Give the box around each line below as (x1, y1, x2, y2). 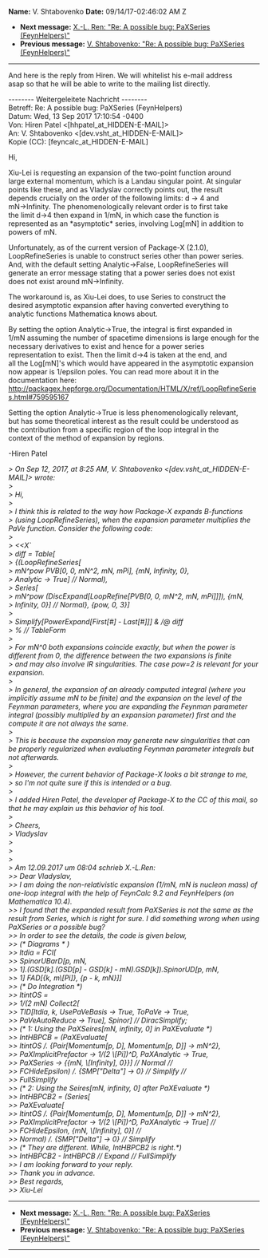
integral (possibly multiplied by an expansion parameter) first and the (8, 710, 237, 719)
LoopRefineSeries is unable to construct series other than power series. (8, 251, 244, 260)
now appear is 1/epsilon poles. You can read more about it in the (8, 367, 219, 376)
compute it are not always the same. (8, 718, 129, 728)
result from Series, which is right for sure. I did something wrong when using (8, 914, 260, 923)
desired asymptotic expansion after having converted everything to (8, 301, 229, 310)
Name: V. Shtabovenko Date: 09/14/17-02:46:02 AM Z (8, 7, 187, 16)
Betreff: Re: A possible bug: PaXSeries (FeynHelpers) (8, 103, 183, 113)
